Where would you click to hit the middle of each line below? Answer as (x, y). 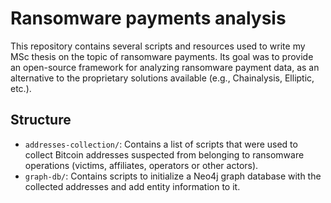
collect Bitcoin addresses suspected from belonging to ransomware (164, 154)
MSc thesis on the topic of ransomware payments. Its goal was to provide (162, 56)
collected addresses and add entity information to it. (132, 186)
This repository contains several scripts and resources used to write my (158, 46)
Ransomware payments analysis (148, 18)
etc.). (21, 88)
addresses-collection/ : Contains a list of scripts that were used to (161, 144)
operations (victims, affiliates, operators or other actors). (141, 165)
